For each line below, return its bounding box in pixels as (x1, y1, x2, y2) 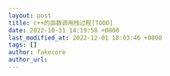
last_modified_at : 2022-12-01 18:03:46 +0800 (8, 33, 162, 42)
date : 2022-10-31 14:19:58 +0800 (8, 26, 120, 34)
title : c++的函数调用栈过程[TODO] (8, 19, 113, 27)
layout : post (8, 11, 52, 20)
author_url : (8, 56, 48, 64)
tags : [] (8, 41, 38, 49)
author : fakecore (8, 48, 66, 56)
